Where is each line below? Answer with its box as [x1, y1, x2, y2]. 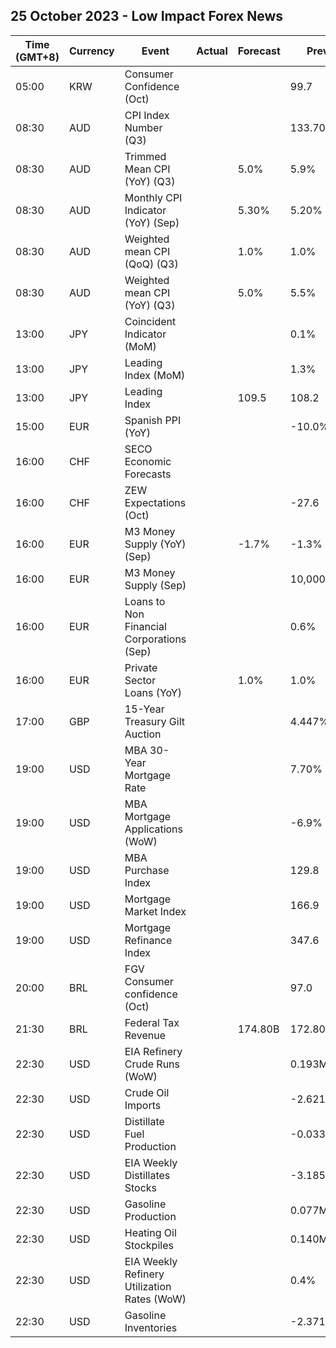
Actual [196, 44, 228, 58]
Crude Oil [124, 1085, 170, 1099]
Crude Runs [124, 1057, 180, 1071]
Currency [68, 44, 115, 58]
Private [124, 660, 158, 674]
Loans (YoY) [124, 685, 182, 699]
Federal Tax [124, 1015, 180, 1029]
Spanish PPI [124, 413, 182, 427]
